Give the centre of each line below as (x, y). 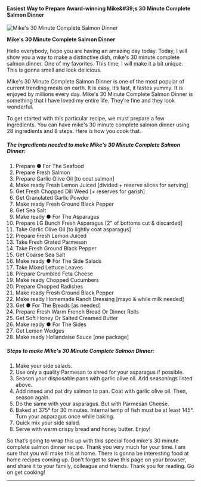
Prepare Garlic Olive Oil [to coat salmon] (65, 179)
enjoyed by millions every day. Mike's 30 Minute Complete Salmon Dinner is (100, 94)
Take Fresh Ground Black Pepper (56, 249)
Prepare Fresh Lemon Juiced (51, 236)
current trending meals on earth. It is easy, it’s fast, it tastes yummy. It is (95, 88)
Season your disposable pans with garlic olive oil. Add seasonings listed (104, 379)
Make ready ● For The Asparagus (57, 217)
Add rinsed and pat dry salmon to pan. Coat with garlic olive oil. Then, (101, 391)
